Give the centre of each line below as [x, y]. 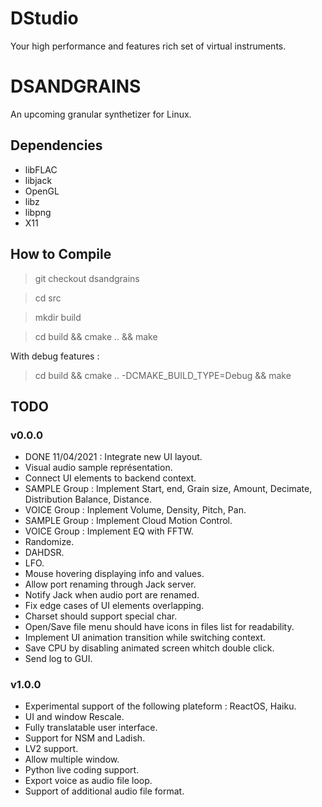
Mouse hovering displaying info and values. [114, 574]
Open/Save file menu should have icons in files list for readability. [159, 627]
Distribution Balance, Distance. [88, 499]
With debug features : [55, 356]
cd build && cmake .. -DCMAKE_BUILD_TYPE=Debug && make [163, 375]
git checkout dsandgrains [87, 278]
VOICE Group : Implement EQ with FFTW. [109, 531]
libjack [38, 180]
